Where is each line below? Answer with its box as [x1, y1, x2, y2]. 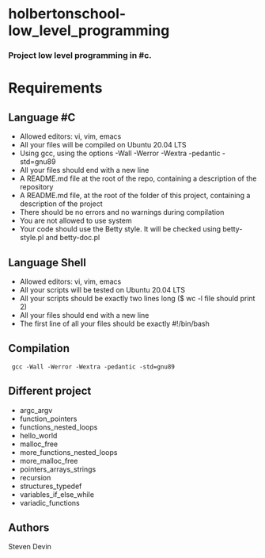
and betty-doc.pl [45, 233, 100, 243]
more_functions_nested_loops [19, 447, 118, 457]
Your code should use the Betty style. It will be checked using [19, 224, 221, 234]
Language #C [8, 110, 76, 124]
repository [19, 182, 54, 192]
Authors [8, 521, 50, 534]
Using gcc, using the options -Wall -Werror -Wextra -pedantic [19, 148, 221, 159]
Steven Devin [8, 542, 51, 552]
